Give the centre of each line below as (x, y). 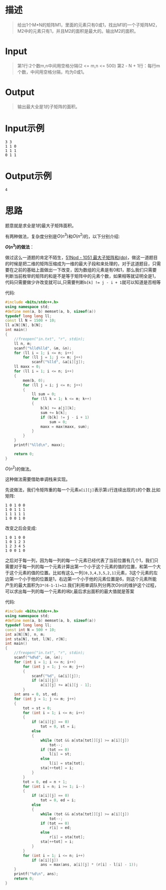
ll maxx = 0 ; (27, 367)
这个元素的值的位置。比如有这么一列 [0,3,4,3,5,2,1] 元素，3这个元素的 (82, 573)
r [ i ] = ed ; (60, 828)
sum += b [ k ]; (54, 413)
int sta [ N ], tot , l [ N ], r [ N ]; (36, 639)
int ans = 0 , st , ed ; (36, 694)
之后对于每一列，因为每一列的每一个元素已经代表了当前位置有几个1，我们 (80, 560)
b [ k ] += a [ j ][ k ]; (58, 408)
